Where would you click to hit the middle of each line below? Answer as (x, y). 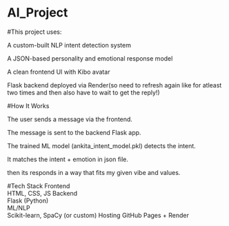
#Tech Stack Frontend (39, 186)
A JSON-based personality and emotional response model (90, 58)
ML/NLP (19, 207)
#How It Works (28, 105)
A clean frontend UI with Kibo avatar (59, 72)
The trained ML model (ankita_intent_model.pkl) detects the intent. (102, 145)
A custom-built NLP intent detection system (69, 45)
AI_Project (38, 13)
